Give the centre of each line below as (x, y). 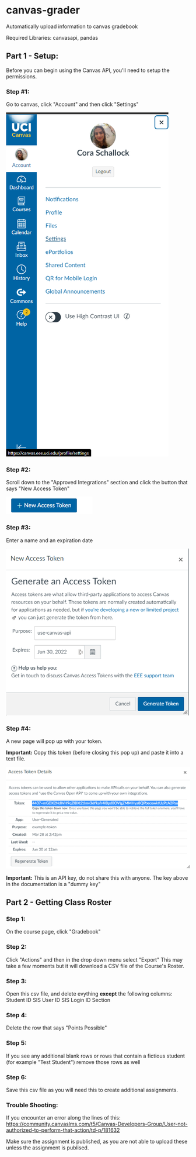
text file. (16, 759)
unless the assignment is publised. (48, 1148)
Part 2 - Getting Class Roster (59, 902)
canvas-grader (43, 10)
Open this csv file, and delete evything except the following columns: (89, 994)
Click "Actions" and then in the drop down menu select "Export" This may (94, 959)
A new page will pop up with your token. (55, 741)
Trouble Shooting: (32, 1105)
